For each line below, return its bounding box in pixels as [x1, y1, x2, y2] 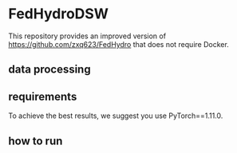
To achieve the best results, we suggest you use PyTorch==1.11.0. [8, 111, 223, 120]
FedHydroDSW [8, 5, 109, 23]
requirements [8, 89, 77, 104]
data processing [8, 63, 91, 76]
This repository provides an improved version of [8, 31, 166, 41]
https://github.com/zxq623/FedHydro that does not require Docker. [8, 39, 229, 49]
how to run [8, 134, 63, 147]
